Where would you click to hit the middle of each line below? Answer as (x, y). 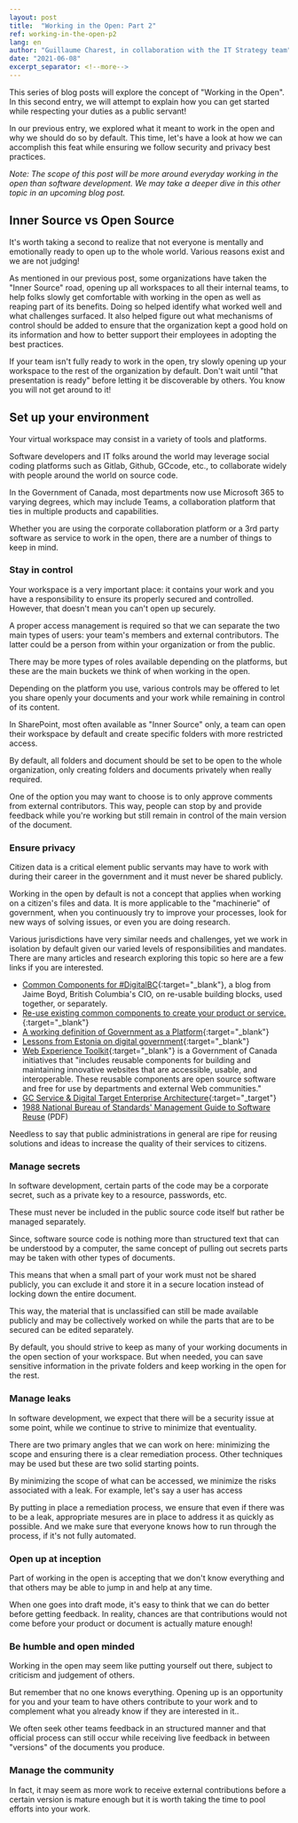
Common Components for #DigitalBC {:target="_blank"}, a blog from (146, 985)
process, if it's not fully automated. (73, 1535)
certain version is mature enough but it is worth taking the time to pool (137, 1799)
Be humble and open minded (72, 1646)
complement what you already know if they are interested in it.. (124, 1711)
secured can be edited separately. (72, 1330)
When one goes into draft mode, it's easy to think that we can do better (140, 1605)
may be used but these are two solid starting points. (104, 1463)
